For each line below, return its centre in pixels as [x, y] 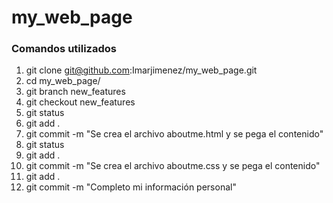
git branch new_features [75, 92]
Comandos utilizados [64, 49]
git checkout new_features [80, 102]
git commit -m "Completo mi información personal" [131, 187]
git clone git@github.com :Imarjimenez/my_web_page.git [141, 70]
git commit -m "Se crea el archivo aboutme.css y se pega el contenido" [173, 166]
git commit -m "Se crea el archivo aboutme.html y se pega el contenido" [174, 134]
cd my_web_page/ [63, 81]
